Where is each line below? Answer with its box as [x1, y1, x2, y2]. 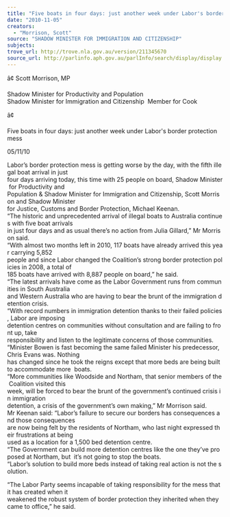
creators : [7, 23, 36, 30]
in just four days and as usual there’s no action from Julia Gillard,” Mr [7, 226, 201, 234]
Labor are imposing [10, 314, 66, 322]
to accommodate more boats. [7, 365, 92, 373]
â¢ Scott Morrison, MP [7, 73, 71, 82]
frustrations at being [16, 430, 73, 439]
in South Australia [20, 284, 71, 292]
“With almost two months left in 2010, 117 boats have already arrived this [7, 241, 211, 249]
